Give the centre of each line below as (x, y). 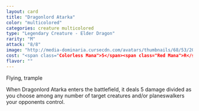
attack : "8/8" (24, 45)
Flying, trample (24, 78)
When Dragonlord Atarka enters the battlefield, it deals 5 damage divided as (99, 89)
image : (14, 50)
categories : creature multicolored (50, 28)
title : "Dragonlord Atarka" (41, 17)
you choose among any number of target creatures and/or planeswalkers (95, 96)
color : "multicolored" (34, 22)
